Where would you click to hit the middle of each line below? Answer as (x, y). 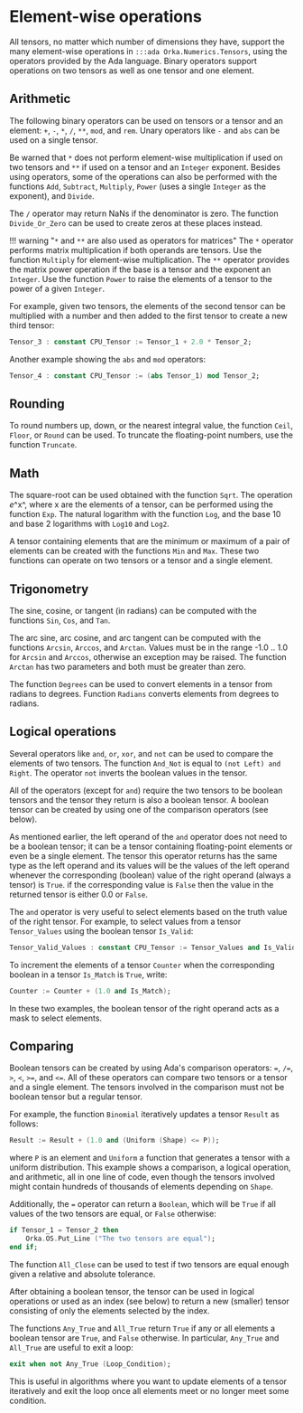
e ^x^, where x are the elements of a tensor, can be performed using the (141, 504)
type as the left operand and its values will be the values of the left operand (150, 865)
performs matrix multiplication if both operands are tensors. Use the (136, 250)
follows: (24, 1124)
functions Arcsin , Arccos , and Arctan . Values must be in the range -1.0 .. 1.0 (149, 647)
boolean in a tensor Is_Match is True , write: (88, 975)
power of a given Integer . (57, 288)
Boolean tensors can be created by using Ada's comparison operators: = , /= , (151, 1068)
